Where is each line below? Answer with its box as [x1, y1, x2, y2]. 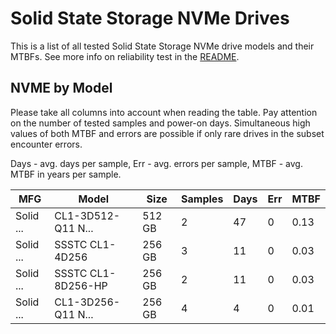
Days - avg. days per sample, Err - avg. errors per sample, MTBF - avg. [10, 157, 303, 169]
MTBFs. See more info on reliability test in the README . [10, 50, 240, 62]
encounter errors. [10, 138, 83, 150]
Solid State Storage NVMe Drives [10, 7, 290, 30]
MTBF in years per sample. [10, 168, 122, 180]
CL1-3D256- [54, 295, 121, 309]
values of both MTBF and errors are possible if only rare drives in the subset [10, 127, 325, 139]
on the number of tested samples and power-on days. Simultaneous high [10, 117, 311, 129]
